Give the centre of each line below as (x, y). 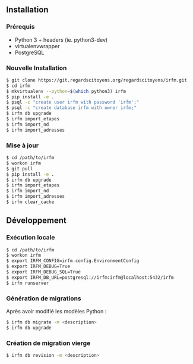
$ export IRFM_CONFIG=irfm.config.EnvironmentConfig (73, 261)
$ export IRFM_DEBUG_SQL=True (44, 272)
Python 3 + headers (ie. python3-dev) (61, 40)
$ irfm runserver (28, 283)
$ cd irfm (18, 86)
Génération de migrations (44, 298)
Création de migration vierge (48, 343)
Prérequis (20, 27)
